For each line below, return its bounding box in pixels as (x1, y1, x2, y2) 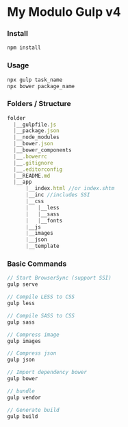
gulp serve (7, 281, 38, 288)
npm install (7, 44, 41, 52)
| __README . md (13, 172, 51, 179)
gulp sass (7, 318, 36, 326)
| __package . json (13, 127, 60, 134)
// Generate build (7, 406, 60, 413)
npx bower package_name (7, 83, 75, 90)
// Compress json (7, 350, 57, 357)
